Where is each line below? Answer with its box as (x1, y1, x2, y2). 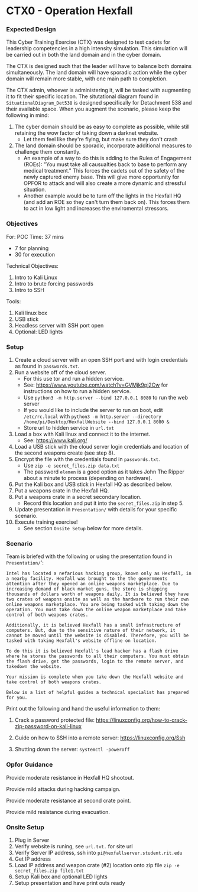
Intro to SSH (14, 286, 44, 293)
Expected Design (6, 25, 56, 34)
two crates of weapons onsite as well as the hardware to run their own (6, 596, 189, 602)
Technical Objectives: (6, 262, 59, 270)
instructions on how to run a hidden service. (23, 388, 131, 395)
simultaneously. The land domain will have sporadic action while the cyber (6, 69, 187, 76)
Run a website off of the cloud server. (14, 369, 106, 376)
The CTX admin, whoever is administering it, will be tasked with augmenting (6, 87, 191, 94)
